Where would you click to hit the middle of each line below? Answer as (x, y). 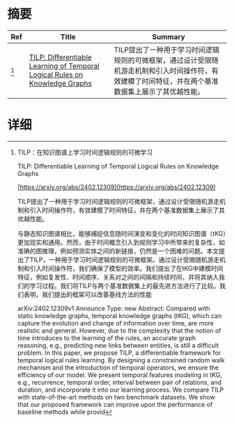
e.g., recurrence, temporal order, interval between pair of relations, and (119, 382)
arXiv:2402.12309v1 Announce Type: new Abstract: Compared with (114, 308)
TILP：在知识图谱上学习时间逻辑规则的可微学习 (85, 152)
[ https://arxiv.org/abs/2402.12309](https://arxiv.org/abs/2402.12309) (116, 187)
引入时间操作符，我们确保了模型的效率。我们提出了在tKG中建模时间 (126, 268)
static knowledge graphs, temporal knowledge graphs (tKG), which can (119, 316)
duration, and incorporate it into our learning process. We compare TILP (120, 390)
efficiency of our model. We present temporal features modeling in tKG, (120, 375)
